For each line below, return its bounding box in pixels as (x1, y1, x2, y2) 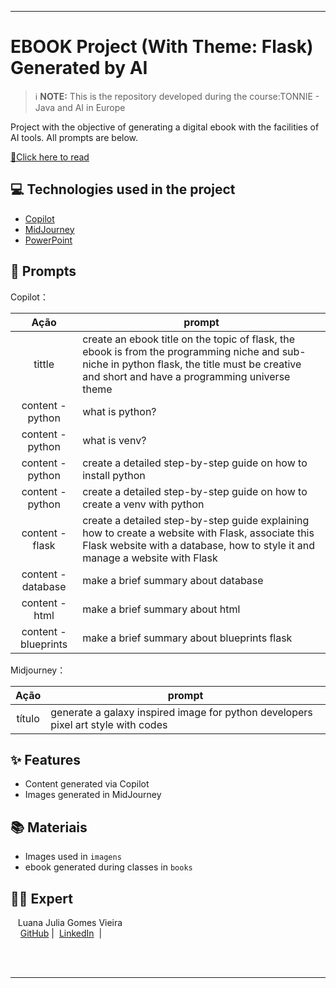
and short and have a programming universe (82, 369, 291, 383)
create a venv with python (82, 497, 205, 511)
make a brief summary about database (82, 573, 264, 587)
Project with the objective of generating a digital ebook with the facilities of (10, 121, 320, 133)
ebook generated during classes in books (24, 861, 193, 873)
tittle (33, 357, 55, 371)
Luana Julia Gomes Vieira (17, 917, 123, 928)
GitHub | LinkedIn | (19, 927, 103, 939)
